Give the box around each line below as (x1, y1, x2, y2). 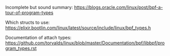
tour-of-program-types (5, 10, 54, 16)
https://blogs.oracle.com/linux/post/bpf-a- (74, 5, 163, 10)
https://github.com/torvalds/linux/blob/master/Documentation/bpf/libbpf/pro (5, 40, 165, 46)
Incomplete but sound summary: (5, 5, 74, 10)
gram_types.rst (5, 45, 37, 51)
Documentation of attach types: (5, 35, 72, 40)
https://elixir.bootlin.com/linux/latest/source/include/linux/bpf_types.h (5, 25, 151, 31)
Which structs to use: (5, 20, 50, 25)
